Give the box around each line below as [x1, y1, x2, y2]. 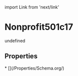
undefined [4, 38, 26, 43]
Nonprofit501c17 [4, 22, 73, 33]
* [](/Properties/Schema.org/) [4, 65, 65, 71]
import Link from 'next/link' [4, 4, 59, 10]
